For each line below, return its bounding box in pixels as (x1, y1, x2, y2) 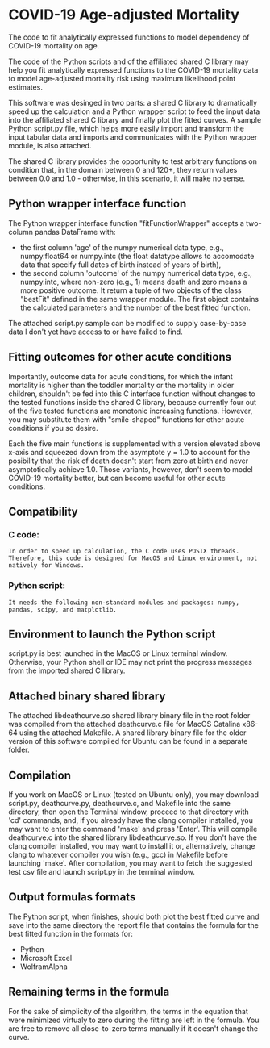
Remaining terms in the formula (8, 985, 170, 999)
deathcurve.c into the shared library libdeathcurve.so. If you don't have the (8, 833, 258, 842)
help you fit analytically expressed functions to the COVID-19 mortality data (8, 65, 259, 74)
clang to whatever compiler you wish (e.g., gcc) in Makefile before (8, 850, 228, 859)
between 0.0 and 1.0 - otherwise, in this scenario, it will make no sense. (8, 173, 246, 183)
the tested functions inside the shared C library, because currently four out (8, 397, 256, 407)
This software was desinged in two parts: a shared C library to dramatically (8, 98, 258, 107)
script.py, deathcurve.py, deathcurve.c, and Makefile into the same (8, 798, 231, 808)
